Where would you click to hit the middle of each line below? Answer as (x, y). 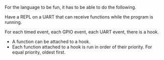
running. (13, 22)
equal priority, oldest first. (39, 52)
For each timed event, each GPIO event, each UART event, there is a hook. (82, 32)
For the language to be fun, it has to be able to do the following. (70, 7)
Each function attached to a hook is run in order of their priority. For (82, 47)
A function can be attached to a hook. (51, 41)
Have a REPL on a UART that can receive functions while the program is (79, 17)
